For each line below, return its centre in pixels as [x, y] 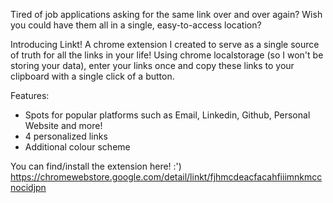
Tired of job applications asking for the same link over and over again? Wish [166, 14]
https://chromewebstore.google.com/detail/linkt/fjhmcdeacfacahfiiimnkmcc [166, 177]
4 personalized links [66, 136]
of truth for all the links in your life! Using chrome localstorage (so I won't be [167, 55]
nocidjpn [28, 187]
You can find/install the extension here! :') [96, 166]
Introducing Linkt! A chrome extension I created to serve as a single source [165, 44]
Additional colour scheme [77, 147]
